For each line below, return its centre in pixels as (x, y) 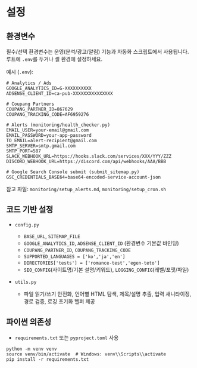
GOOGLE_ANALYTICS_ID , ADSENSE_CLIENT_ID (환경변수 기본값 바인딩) (101, 243)
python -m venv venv (32, 349)
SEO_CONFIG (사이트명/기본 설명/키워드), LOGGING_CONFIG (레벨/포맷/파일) (106, 269)
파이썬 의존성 (29, 322)
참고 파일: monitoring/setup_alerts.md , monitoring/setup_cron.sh (86, 189)
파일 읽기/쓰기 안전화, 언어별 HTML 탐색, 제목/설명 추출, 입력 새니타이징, (107, 294)
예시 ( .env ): (20, 72)
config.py (27, 225)
